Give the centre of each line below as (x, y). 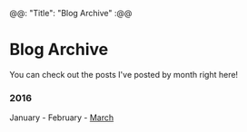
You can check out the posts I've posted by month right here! (124, 74)
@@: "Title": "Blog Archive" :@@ (71, 13)
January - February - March (62, 118)
